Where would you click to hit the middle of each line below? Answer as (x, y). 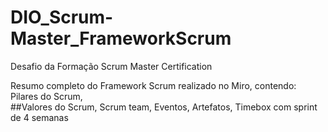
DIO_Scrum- (62, 17)
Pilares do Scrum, (46, 96)
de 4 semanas (39, 117)
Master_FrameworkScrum (121, 38)
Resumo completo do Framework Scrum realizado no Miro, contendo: (153, 85)
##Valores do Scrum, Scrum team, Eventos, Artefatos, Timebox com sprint (164, 107)
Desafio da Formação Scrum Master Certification (111, 66)
